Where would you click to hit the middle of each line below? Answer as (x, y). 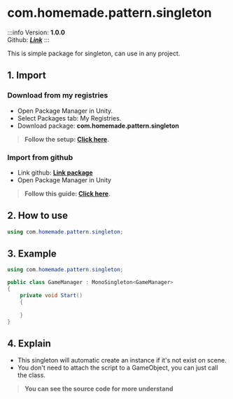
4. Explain (29, 343)
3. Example (32, 253)
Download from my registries (58, 95)
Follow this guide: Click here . (67, 194)
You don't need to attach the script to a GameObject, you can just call (118, 368)
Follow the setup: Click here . (67, 139)
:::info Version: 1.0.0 (36, 32)
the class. (31, 375)
